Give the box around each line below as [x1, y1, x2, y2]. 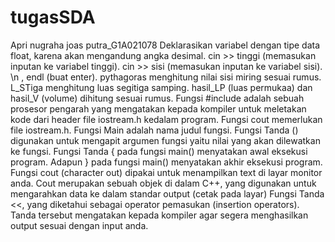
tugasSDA [10, 6, 96, 29]
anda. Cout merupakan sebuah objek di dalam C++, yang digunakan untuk [10, 177, 317, 189]
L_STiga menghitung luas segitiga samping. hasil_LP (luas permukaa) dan [10, 81, 313, 93]
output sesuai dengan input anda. [10, 219, 149, 231]
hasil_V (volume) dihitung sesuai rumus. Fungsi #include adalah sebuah [10, 92, 305, 104]
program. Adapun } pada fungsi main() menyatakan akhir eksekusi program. [10, 156, 323, 168]
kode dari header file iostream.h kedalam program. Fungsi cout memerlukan [10, 113, 323, 125]
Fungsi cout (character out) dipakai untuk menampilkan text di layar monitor [10, 166, 323, 178]
